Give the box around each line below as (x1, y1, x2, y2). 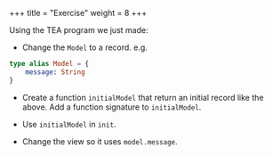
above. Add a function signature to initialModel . (21, 102, 202, 112)
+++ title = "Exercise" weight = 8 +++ (9, 8, 148, 18)
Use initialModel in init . (21, 119, 116, 129)
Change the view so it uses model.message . (21, 135, 178, 146)
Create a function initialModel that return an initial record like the (21, 92, 264, 103)
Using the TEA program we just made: (9, 25, 149, 35)
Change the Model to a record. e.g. (21, 42, 149, 53)
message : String (25, 67, 86, 77)
